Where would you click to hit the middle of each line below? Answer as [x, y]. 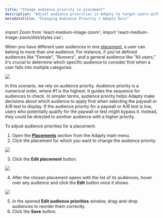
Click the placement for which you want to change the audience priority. [84, 140]
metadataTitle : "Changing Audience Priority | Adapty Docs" [67, 18]
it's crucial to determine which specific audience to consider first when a [78, 62]
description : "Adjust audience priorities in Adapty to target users [77, 14]
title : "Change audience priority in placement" [55, 9]
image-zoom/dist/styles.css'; [34, 37]
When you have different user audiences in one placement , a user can [75, 47]
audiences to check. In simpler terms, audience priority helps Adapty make [80, 96]
